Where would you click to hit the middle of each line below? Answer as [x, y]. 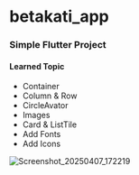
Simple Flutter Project [58, 45]
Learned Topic [37, 66]
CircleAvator [46, 106]
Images [36, 115]
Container [41, 87]
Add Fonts [42, 134]
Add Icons [42, 144]
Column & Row [50, 96]
